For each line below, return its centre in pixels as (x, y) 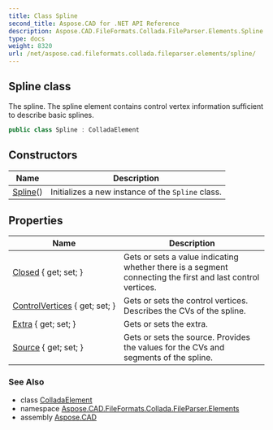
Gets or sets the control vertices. (186, 301)
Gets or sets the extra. (166, 324)
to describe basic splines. (52, 115)
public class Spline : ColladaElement (74, 130)
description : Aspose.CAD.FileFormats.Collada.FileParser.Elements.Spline (136, 31)
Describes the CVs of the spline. (184, 311)
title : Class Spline (43, 16)
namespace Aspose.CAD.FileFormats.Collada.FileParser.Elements (130, 408)
